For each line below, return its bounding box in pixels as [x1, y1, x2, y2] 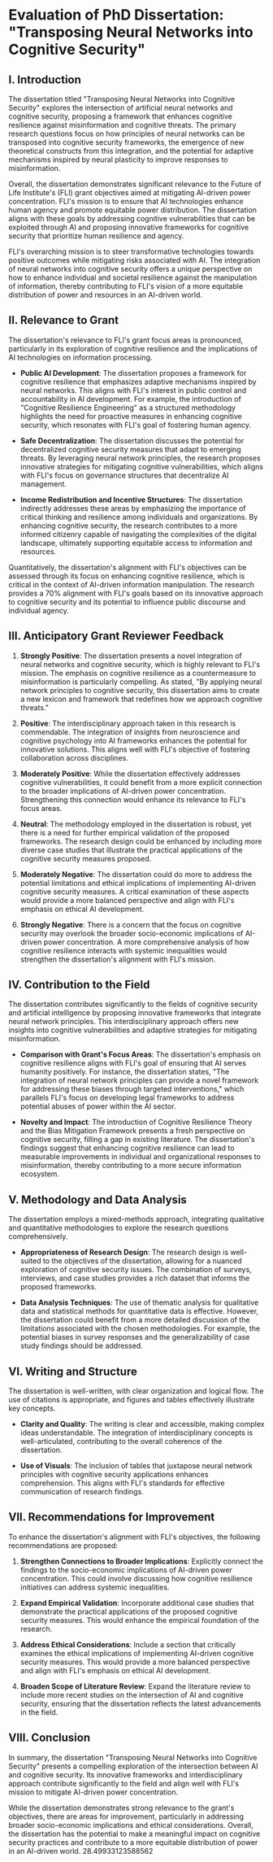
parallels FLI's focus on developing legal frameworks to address [19, 1092, 235, 1103]
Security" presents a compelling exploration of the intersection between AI [8, 1761, 258, 1771]
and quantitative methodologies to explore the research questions [8, 1223, 229, 1233]
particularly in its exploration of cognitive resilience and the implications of [8, 343, 258, 353]
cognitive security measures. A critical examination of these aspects [19, 887, 249, 896]
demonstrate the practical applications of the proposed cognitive [19, 1607, 238, 1616]
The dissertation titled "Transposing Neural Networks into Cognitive [8, 94, 236, 103]
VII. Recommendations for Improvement [8, 1511, 215, 1524]
